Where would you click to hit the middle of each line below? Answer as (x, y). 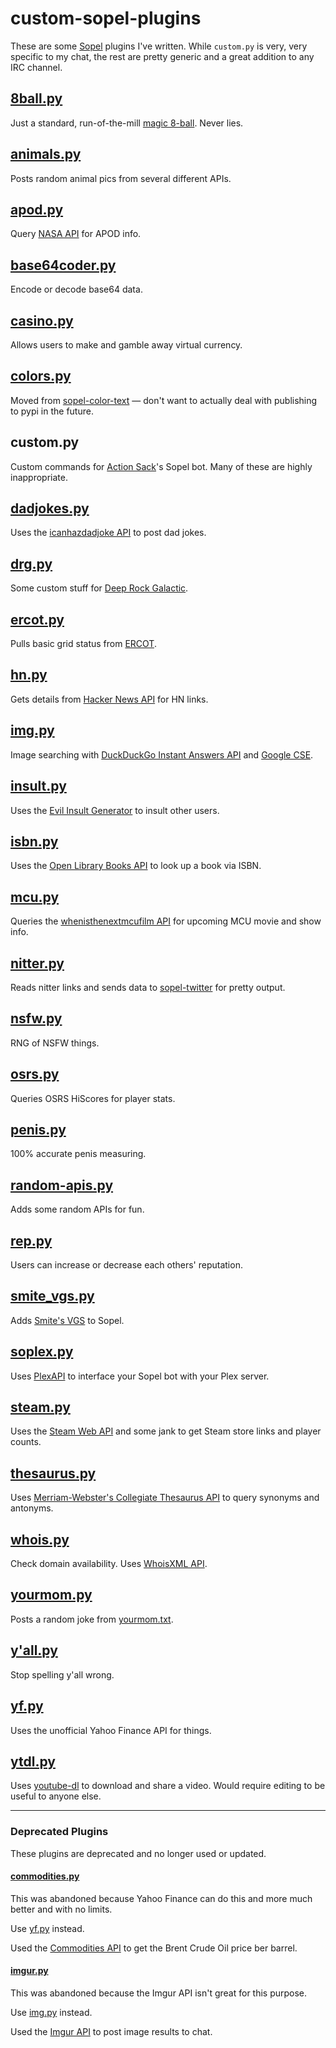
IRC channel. (36, 67)
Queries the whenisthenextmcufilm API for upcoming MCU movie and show (166, 921)
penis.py (38, 1129)
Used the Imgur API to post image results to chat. (111, 2032)
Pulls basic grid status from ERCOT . (83, 644)
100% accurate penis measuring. (78, 1154)
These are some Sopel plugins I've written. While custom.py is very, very (159, 46)
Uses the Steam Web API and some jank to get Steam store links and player (166, 1431)
